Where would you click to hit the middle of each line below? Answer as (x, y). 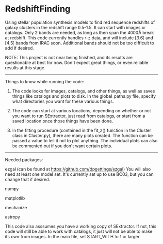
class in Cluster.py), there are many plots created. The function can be (82, 135)
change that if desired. (28, 179)
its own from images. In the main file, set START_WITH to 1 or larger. (73, 236)
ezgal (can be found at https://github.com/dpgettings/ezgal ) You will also (78, 169)
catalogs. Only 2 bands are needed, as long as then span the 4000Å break (80, 32)
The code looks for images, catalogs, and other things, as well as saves (83, 91)
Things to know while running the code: (45, 81)
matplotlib (15, 198)
